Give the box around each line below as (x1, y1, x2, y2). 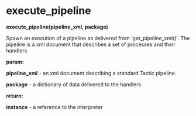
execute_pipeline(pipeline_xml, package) (6, 23, 108, 30)
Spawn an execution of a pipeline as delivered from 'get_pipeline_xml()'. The (6, 34, 190, 41)
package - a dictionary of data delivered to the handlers (6, 80, 142, 88)
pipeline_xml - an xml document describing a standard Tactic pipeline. (6, 69, 177, 76)
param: (6, 58, 25, 65)
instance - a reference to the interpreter (6, 103, 103, 110)
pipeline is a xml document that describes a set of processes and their (6, 41, 176, 48)
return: (6, 92, 23, 99)
